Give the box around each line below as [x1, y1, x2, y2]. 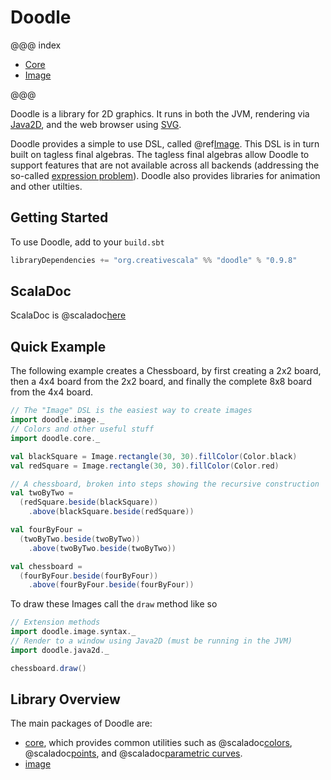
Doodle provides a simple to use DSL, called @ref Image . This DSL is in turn [10, 137, 320, 150]
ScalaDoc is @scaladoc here [10, 309, 127, 321]
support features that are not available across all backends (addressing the [10, 159, 320, 171]
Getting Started [10, 209, 109, 226]
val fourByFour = [10, 525, 83, 535]
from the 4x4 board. [10, 386, 94, 398]
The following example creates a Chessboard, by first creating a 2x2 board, [10, 365, 322, 377]
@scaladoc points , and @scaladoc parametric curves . [24, 747, 243, 760]
